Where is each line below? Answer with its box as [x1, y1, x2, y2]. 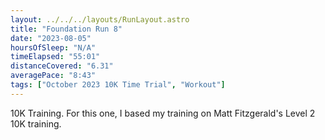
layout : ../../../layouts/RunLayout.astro [10, 14, 190, 25]
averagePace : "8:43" [10, 71, 97, 81]
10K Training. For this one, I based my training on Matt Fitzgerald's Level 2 [10, 107, 316, 119]
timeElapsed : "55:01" [10, 52, 101, 62]
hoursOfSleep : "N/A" [10, 42, 97, 53]
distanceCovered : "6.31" [10, 61, 114, 71]
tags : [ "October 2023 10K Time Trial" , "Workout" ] [10, 80, 226, 90]
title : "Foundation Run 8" [10, 24, 123, 34]
